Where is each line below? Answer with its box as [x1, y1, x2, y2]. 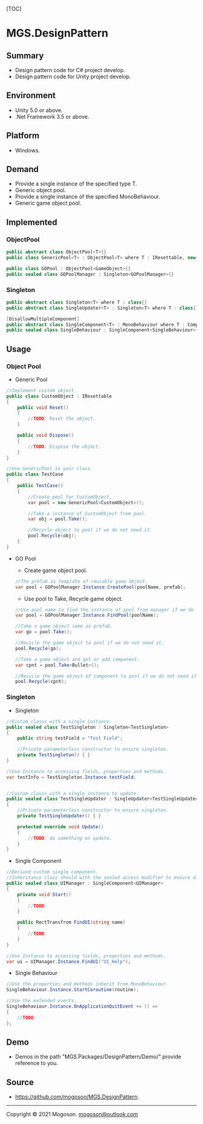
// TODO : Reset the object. [28, 416, 96, 422]
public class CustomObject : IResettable [6, 393, 112, 399]
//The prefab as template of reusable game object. [14, 578, 148, 584]
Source [6, 1077, 34, 1087]
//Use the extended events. [6, 998, 77, 1004]
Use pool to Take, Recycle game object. [24, 595, 123, 602]
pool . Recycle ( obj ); [28, 533, 77, 539]
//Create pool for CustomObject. [28, 494, 112, 500]
